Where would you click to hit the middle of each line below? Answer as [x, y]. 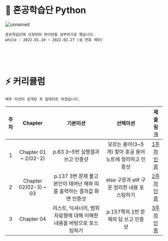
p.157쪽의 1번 [123, 211]
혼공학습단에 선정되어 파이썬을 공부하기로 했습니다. [50, 34]
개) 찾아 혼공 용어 [126, 151]
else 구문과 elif [123, 179]
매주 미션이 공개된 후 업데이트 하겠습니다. [43, 99]
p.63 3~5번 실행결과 [76, 151]
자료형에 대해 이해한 [76, 215]
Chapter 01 [33, 152]
